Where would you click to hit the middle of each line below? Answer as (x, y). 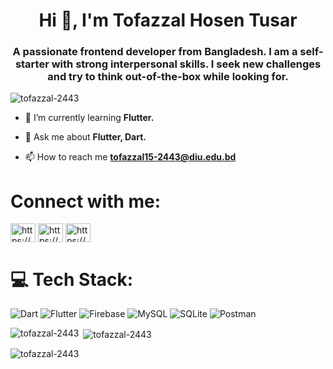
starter (32, 64)
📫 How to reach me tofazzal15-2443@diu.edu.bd (130, 157)
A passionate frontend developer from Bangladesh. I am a (155, 52)
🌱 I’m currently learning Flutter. (89, 118)
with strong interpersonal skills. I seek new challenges (186, 64)
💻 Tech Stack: (72, 279)
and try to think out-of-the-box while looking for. (168, 77)
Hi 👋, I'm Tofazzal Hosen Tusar (168, 20)
